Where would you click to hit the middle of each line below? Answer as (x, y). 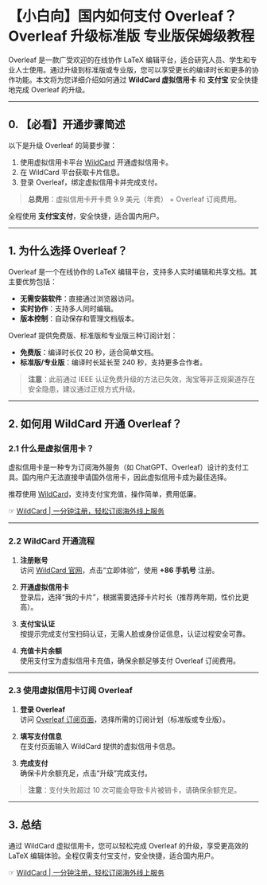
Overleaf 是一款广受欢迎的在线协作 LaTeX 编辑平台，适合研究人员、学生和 (129, 60)
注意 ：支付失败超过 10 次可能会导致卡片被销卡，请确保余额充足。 (134, 789)
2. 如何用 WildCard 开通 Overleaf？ (95, 424)
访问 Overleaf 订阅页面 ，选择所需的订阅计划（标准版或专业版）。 (125, 719)
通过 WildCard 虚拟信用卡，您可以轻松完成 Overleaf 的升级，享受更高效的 (128, 845)
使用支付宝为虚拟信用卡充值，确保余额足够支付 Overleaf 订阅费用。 (130, 661)
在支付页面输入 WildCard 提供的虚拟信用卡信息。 (100, 746)
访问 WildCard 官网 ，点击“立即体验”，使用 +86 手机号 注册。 (119, 570)
